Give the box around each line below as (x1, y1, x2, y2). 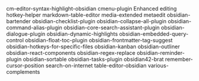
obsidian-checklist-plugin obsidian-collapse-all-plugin (32, 18, 167, 24)
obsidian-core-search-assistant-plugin (63, 24, 160, 31)
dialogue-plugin (6, 30, 46, 38)
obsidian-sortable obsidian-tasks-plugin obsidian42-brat (23, 56, 164, 63)
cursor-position (6, 62, 44, 69)
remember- (165, 56, 194, 63)
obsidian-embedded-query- (119, 30, 189, 38)
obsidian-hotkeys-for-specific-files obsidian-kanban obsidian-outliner (6, 43, 180, 50)
